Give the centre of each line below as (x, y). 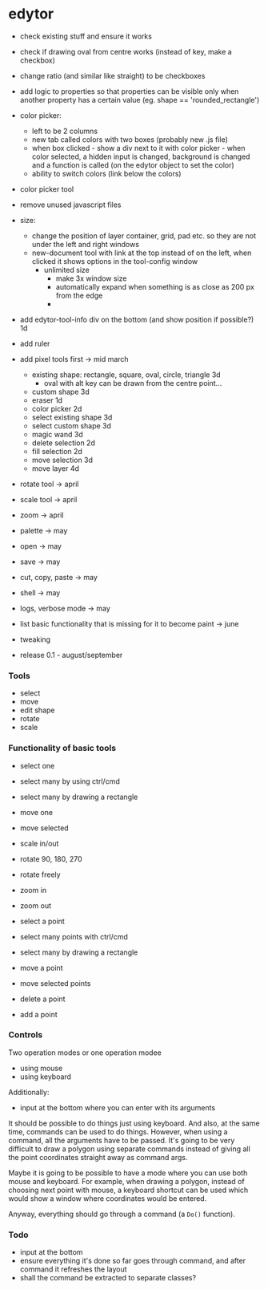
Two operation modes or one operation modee (85, 1053)
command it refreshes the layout (73, 1269)
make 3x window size (91, 278)
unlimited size (66, 270)
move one (36, 812)
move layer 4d (56, 468)
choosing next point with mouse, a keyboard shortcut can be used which (128, 1190)
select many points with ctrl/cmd (74, 936)
